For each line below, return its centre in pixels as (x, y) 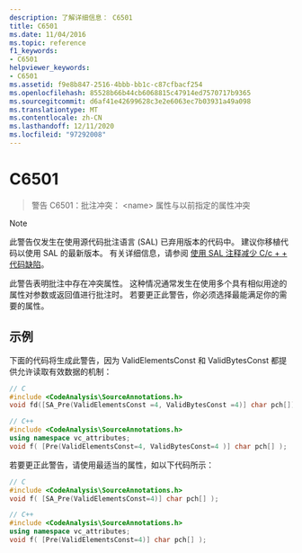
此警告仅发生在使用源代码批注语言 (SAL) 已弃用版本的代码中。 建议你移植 (145, 241)
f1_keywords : (34, 51)
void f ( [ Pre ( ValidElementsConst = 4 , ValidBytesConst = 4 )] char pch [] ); (148, 446)
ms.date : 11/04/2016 (48, 34)
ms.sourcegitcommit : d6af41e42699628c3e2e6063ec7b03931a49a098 (130, 101)
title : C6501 (34, 26)
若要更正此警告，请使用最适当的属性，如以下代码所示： (111, 465)
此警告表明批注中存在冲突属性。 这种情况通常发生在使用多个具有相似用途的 (148, 283)
